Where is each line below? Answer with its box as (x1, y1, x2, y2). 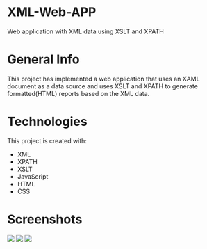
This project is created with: (7, 136, 87, 145)
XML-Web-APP (7, 4, 97, 20)
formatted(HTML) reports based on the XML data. (7, 89, 150, 97)
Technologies (7, 114, 88, 129)
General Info (7, 51, 80, 67)
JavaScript (17, 172, 49, 181)
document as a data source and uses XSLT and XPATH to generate (7, 81, 198, 90)
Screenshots (7, 211, 83, 227)
